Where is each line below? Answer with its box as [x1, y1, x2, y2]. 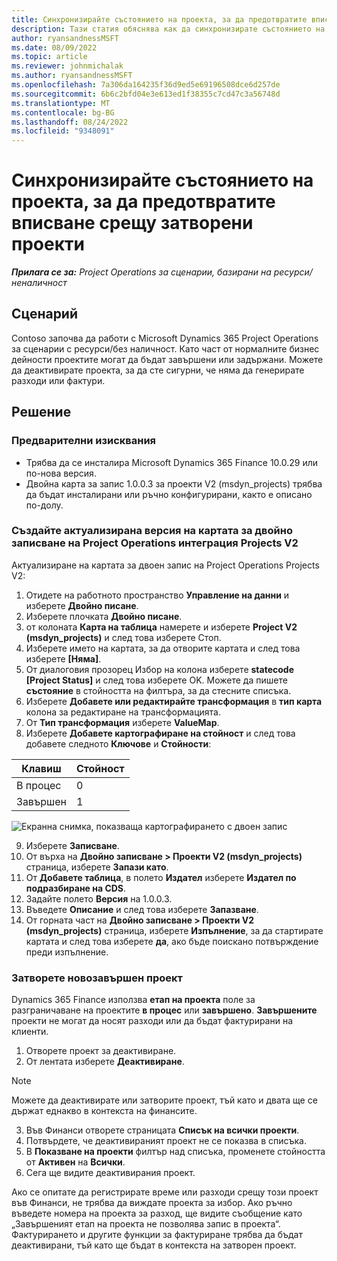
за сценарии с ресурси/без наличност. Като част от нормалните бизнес [11, 342, 320, 355]
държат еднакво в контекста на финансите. [11, 1105, 198, 1117]
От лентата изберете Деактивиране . [25, 1056, 185, 1068]
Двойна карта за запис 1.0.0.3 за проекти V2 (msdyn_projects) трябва [25, 477, 323, 490]
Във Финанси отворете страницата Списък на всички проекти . [25, 1124, 300, 1136]
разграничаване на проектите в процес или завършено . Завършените [11, 1004, 318, 1016]
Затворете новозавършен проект [11, 971, 183, 985]
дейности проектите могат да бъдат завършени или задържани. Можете [11, 353, 324, 365]
